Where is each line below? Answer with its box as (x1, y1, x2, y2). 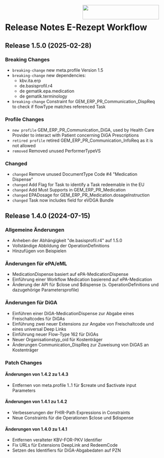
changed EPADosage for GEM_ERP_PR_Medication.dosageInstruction (12, 192, 150, 198)
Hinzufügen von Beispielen (12, 248, 67, 254)
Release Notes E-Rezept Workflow (5, 22, 147, 33)
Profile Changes (5, 116, 44, 123)
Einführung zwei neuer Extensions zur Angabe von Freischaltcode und (12, 321, 154, 326)
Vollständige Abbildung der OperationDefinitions (12, 243, 110, 249)
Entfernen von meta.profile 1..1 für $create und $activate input (12, 382, 137, 388)
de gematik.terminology (19, 93, 67, 99)
